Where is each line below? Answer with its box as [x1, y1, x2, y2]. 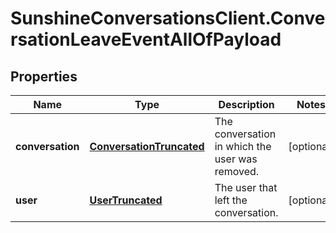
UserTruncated [89, 193, 163, 207]
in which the [214, 140, 272, 153]
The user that [214, 181, 278, 194]
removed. [214, 165, 260, 178]
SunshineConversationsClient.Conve [10, 7, 326, 30]
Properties [10, 68, 78, 85]
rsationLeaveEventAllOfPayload [10, 28, 282, 51]
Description [218, 98, 275, 111]
